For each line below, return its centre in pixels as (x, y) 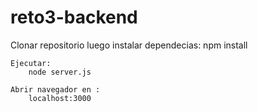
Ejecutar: (31, 63)
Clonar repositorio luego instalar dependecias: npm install (129, 45)
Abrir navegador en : (55, 89)
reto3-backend (74, 17)
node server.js (60, 72)
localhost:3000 (60, 98)
